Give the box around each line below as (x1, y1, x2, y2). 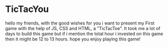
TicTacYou (5, 3, 49, 15)
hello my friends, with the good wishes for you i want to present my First (5, 20, 154, 26)
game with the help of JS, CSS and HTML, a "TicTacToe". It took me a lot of (5, 25, 160, 31)
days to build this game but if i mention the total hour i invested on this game (5, 30, 163, 36)
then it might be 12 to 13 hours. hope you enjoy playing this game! (5, 36, 141, 42)
